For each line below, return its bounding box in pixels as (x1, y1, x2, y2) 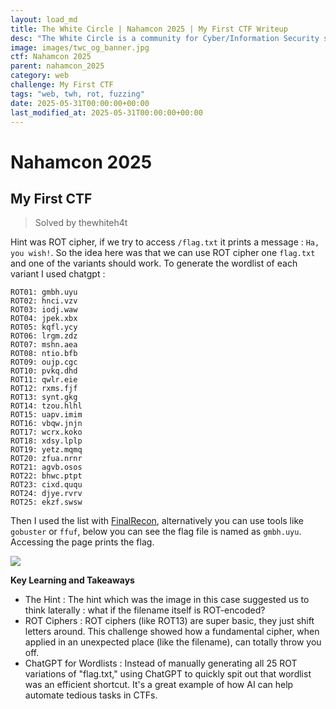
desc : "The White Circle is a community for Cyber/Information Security (10, 33, 320, 43)
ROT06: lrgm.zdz (10, 331, 78, 341)
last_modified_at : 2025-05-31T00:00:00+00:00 (10, 107, 203, 118)
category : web (10, 71, 70, 81)
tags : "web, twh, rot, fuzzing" (10, 89, 145, 99)
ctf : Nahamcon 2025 (10, 52, 92, 62)
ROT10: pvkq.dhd (10, 366, 78, 376)
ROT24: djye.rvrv (10, 489, 83, 499)
